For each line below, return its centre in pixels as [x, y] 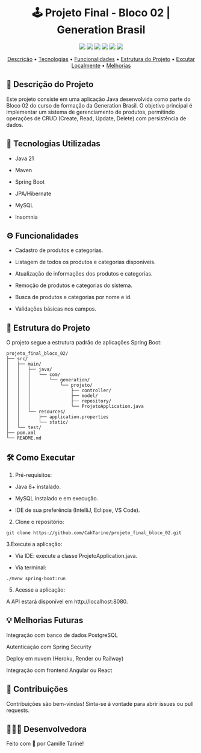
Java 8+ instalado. [38, 486]
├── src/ [17, 359]
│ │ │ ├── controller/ [59, 391]
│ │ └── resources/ [36, 412]
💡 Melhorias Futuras [45, 620]
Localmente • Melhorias [101, 65]
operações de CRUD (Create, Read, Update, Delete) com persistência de [96, 118]
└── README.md [24, 438]
